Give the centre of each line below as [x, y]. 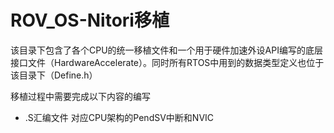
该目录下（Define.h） [54, 75]
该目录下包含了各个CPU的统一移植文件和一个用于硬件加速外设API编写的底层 [166, 50]
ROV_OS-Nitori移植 [90, 20]
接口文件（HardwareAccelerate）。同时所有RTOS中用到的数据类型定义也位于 [167, 62]
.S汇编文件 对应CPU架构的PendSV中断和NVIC [119, 117]
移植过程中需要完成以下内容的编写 [80, 96]
